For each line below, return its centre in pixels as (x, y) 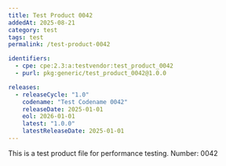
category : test (33, 30)
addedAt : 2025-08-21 (42, 23)
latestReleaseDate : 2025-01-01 (73, 131)
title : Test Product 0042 (50, 15)
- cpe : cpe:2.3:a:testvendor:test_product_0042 (95, 66)
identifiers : (29, 59)
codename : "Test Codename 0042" (75, 102)
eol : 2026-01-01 (49, 117)
